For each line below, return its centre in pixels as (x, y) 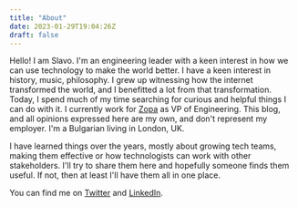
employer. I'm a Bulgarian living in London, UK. (97, 129)
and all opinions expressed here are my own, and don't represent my (139, 119)
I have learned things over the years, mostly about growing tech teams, (143, 146)
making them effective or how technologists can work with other (130, 156)
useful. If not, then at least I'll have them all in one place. (115, 175)
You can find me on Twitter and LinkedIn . (87, 193)
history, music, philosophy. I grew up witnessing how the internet (131, 80)
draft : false (34, 35)
